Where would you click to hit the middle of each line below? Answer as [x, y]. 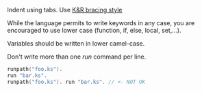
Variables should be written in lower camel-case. [76, 43]
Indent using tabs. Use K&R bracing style [65, 10]
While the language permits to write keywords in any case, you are [101, 23]
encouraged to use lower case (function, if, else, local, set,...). [94, 30]
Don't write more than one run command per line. [77, 57]
